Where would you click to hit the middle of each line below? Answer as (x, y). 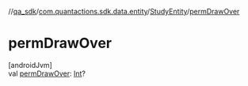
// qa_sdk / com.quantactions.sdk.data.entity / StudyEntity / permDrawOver (124, 11)
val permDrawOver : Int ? (47, 73)
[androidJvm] (31, 65)
